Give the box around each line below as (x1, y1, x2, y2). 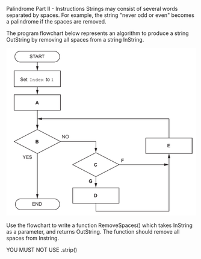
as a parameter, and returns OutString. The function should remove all (6, 228, 180, 235)
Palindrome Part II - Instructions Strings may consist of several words (6, 5, 178, 12)
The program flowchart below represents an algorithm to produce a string (6, 30, 189, 37)
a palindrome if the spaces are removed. (6, 18, 107, 25)
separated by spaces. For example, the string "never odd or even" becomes (6, 11, 194, 19)
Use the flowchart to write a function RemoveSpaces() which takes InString (6, 222, 193, 229)
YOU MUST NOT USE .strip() (6, 246, 78, 254)
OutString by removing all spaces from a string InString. (6, 36, 144, 43)
